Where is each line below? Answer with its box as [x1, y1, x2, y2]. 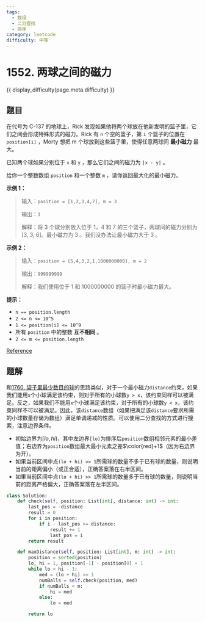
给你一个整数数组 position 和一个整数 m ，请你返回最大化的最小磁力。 [6, 172, 182, 179]
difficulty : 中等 [6, 37, 49, 43]
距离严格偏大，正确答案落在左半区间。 [26, 480, 123, 488]
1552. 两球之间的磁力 [6, 65, 112, 79]
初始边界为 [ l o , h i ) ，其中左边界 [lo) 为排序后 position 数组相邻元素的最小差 [15, 435, 197, 442]
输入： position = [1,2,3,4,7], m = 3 [21, 197, 117, 204]
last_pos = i [49, 532, 84, 538]
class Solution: [6, 493, 48, 499]
